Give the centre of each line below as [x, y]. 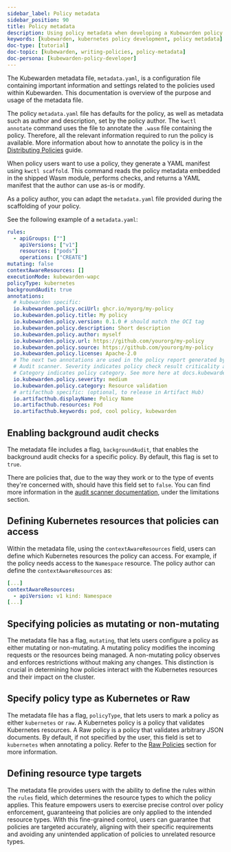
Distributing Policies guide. [45, 150]
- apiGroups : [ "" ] [40, 239]
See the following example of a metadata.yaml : [73, 219]
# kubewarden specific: [47, 303]
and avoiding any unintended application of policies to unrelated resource [111, 834]
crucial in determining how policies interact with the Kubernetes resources [112, 670]
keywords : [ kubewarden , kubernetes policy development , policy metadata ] [115, 39]
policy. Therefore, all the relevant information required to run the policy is [110, 135]
